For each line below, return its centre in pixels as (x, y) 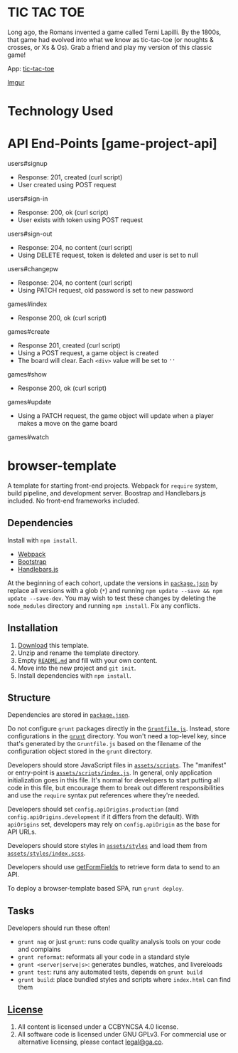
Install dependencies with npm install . (74, 675)
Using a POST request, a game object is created (88, 353)
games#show (27, 374)
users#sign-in (28, 199)
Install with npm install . (43, 540)
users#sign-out (30, 234)
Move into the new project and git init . (77, 668)
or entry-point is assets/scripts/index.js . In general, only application (110, 772)
